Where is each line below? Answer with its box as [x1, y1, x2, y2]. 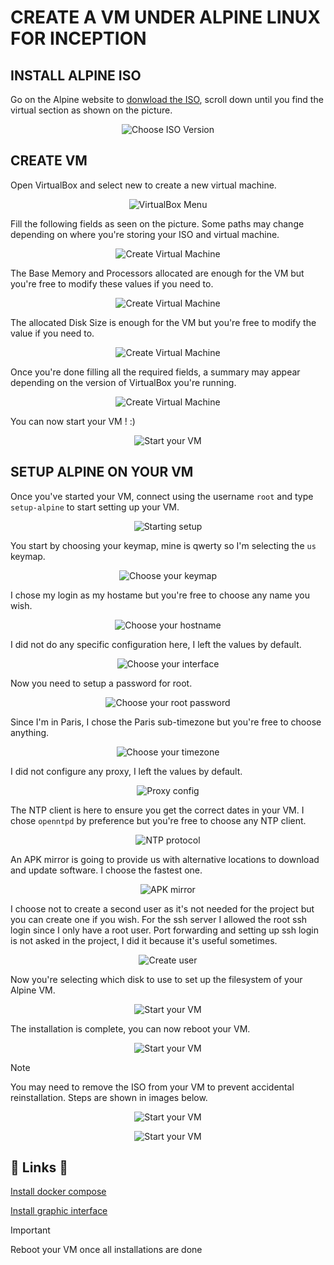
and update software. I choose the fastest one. [10, 864, 203, 876]
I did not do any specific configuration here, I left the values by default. [10, 638, 302, 650]
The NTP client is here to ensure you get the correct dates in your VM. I [10, 804, 305, 816]
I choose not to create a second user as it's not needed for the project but [10, 902, 315, 915]
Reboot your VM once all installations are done [10, 1244, 203, 1256]
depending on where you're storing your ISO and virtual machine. [10, 228, 280, 240]
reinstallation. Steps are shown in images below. [10, 1091, 208, 1103]
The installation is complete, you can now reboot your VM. [10, 1022, 251, 1035]
